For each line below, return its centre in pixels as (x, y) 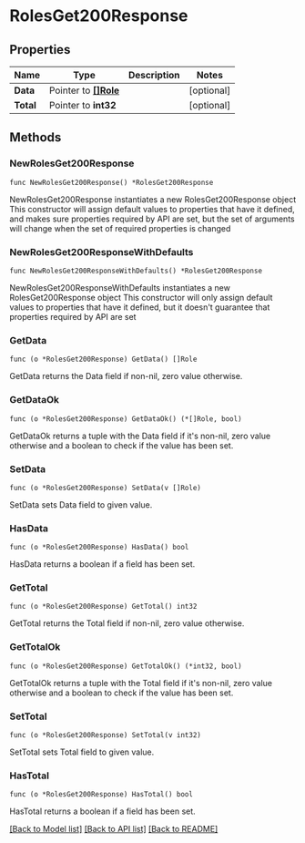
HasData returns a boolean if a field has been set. (102, 564)
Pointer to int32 (82, 105)
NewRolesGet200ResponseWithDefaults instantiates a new (120, 287)
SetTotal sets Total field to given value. (82, 752)
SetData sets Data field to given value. (81, 504)
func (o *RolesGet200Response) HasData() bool (99, 548)
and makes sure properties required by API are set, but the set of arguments (152, 219)
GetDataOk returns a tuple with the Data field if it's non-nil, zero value (140, 436)
